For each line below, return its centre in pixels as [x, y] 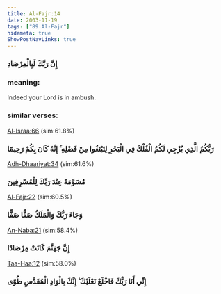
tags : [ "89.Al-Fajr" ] [39, 26]
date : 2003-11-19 [32, 20]
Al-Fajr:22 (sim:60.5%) [40, 197]
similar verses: [33, 115]
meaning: [24, 82]
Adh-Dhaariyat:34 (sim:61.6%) [51, 163]
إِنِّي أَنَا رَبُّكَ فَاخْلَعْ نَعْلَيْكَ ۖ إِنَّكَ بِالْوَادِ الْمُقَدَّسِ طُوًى [77, 281]
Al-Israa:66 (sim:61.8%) [41, 131]
